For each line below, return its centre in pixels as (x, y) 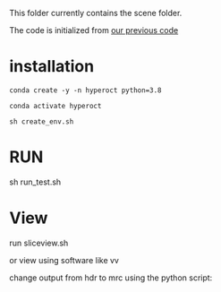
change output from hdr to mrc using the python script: (111, 278)
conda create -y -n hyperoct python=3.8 (86, 90)
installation (52, 67)
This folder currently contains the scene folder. (96, 13)
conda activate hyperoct (55, 106)
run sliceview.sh (39, 243)
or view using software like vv (64, 260)
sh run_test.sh (35, 182)
